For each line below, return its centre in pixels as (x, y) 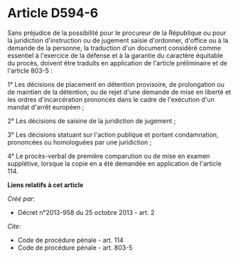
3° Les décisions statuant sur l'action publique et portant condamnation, (113, 134)
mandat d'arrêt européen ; (46, 107)
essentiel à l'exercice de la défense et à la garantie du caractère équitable (115, 55)
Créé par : (21, 199)
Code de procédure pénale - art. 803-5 (75, 248)
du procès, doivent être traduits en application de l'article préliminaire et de (117, 63)
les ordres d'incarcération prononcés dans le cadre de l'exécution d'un (111, 99)
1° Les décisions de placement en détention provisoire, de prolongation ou (116, 84)
